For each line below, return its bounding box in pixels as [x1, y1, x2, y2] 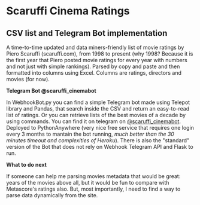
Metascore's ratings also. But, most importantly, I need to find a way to [6, 185, 181, 192]
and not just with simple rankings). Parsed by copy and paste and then [6, 63, 180, 70]
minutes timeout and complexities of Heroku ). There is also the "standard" [6, 137, 190, 144]
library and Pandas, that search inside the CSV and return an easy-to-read [6, 105, 190, 112]
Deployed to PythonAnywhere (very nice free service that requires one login [6, 124, 195, 131]
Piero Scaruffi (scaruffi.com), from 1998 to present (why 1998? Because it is [6, 50, 193, 57]
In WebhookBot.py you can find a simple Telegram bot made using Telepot [6, 99, 190, 106]
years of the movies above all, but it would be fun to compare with [6, 179, 169, 186]
